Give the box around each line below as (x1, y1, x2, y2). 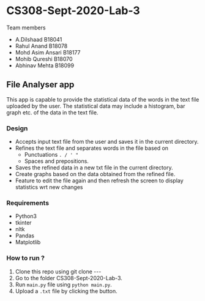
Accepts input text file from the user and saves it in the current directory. (15, 138, 199, 146)
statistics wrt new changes (15, 184, 83, 191)
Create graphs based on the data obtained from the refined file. (15, 171, 176, 178)
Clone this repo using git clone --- (15, 267, 102, 275)
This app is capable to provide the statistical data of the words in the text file (6, 95, 199, 103)
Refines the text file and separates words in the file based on (15, 144, 169, 152)
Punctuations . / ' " (24, 151, 78, 158)
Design (6, 124, 28, 132)
